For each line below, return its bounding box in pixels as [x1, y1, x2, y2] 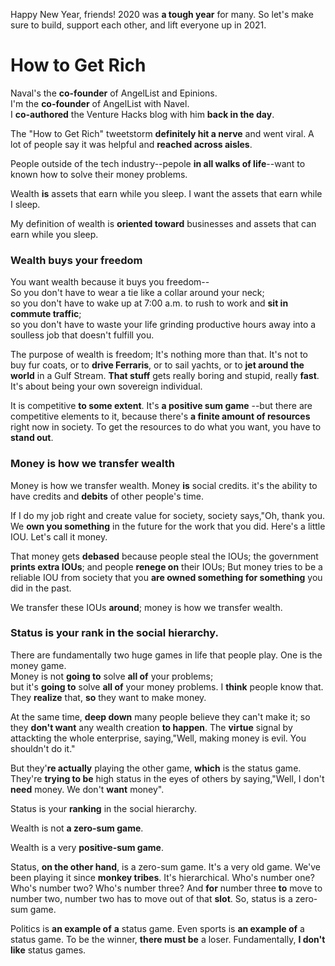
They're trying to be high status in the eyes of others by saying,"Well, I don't [10, 772, 325, 784]
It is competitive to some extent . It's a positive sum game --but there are [10, 400, 313, 412]
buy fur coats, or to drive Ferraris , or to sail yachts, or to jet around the [10, 359, 305, 371]
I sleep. [10, 198, 41, 210]
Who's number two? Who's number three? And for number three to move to [10, 882, 323, 894]
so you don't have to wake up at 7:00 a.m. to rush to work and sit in [10, 297, 289, 309]
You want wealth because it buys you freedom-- [10, 276, 210, 288]
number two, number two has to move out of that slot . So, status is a [10, 892, 293, 904]
